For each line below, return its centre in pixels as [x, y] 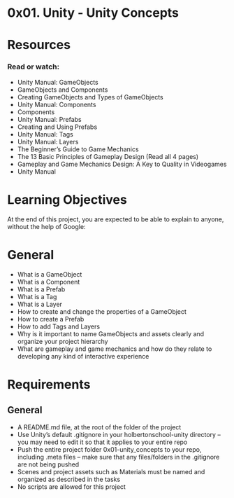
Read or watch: [34, 67]
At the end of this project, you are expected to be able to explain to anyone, [116, 219]
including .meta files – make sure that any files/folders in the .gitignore [118, 457]
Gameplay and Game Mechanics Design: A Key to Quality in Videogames [122, 164]
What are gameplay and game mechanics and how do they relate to [115, 349]
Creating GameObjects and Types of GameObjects [90, 97]
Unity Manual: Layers [48, 141]
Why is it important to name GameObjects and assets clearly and [111, 333]
